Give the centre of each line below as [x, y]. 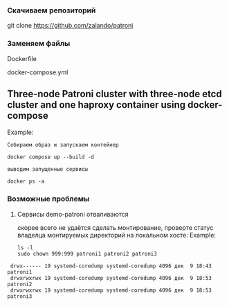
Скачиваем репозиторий [52, 10]
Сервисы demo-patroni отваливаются [73, 214]
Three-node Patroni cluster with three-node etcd [115, 93]
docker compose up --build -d [51, 157]
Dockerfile [22, 58]
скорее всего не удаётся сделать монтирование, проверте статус [115, 227]
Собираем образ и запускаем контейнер [63, 145]
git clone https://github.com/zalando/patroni [70, 26]
